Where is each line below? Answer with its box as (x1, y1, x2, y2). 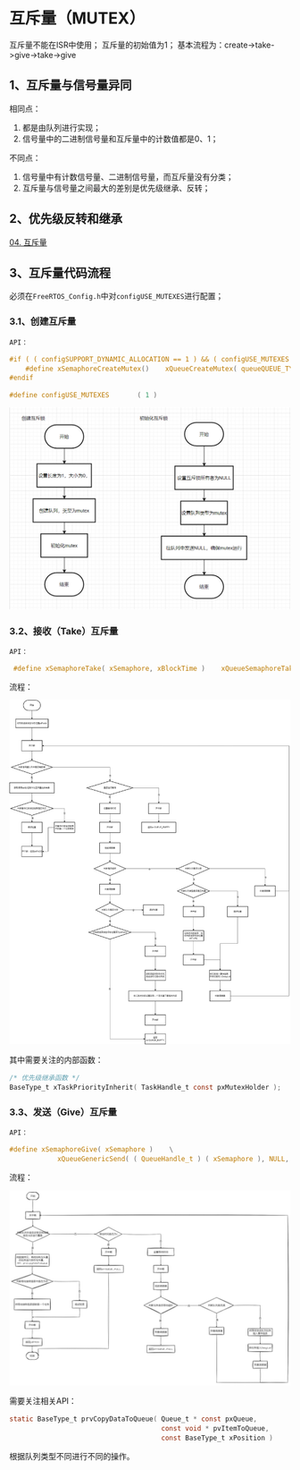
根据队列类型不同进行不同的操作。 (9, 1450, 135, 1461)
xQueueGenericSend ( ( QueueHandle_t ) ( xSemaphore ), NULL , (56, 1154, 290, 1163)
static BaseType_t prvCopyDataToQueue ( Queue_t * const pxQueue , (9, 1415, 257, 1423)
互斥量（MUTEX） (9, 8, 146, 29)
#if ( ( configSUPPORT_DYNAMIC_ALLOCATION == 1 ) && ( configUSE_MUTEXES (9, 354, 290, 363)
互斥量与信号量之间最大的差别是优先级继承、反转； (21, 183, 211, 193)
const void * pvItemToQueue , (161, 1424, 270, 1433)
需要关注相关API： (9, 1396, 78, 1406)
